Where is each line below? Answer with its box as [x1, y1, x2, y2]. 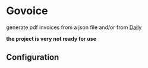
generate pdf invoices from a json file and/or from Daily [6, 24, 142, 31]
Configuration [6, 52, 59, 63]
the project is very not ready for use [6, 35, 97, 42]
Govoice [6, 4, 48, 18]
